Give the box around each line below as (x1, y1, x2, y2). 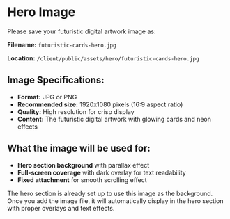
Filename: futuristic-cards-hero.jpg (7, 40, 116, 49)
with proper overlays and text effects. (7, 204, 115, 212)
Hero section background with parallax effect (17, 161, 150, 169)
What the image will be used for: (7, 143, 151, 154)
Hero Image (7, 4, 76, 20)
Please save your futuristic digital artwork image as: (7, 27, 156, 35)
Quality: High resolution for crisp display (17, 107, 135, 115)
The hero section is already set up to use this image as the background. (7, 189, 213, 197)
